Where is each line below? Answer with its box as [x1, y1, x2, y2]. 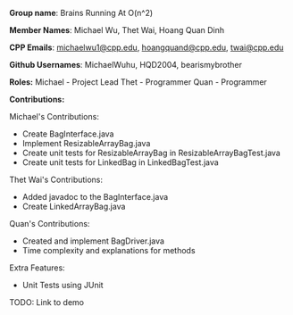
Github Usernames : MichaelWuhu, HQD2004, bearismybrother [9, 60, 243, 70]
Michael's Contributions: [9, 112, 100, 121]
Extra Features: [9, 262, 65, 273]
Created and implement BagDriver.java [21, 236, 165, 246]
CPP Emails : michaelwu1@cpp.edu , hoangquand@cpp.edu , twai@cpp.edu [9, 42, 284, 53]
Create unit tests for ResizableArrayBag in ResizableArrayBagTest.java [21, 147, 281, 158]
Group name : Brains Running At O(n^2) [9, 8, 154, 18]
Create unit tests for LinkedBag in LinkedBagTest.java [21, 157, 219, 168]
